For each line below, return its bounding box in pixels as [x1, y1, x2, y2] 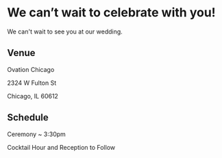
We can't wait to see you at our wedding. [7, 27, 123, 36]
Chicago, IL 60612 [7, 92, 58, 100]
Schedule [7, 111, 49, 124]
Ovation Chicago [7, 65, 55, 73]
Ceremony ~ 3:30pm [7, 130, 66, 138]
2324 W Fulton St [7, 79, 57, 87]
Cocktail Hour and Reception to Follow [7, 143, 115, 151]
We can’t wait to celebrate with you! [7, 5, 216, 21]
